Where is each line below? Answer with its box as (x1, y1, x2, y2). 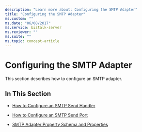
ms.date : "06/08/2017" (5, 20, 51, 26)
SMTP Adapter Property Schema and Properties (12, 121, 108, 127)
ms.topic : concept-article (5, 39, 60, 44)
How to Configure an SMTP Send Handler (12, 102, 95, 108)
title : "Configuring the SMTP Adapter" (5, 12, 86, 16)
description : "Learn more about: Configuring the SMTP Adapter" (5, 7, 138, 12)
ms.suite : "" (5, 34, 32, 39)
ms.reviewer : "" (5, 30, 38, 34)
